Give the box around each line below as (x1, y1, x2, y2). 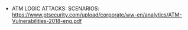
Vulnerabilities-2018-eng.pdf (11, 18, 82, 24)
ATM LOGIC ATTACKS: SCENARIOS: (11, 5, 99, 12)
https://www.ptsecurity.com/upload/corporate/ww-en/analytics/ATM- (11, 11, 182, 18)
